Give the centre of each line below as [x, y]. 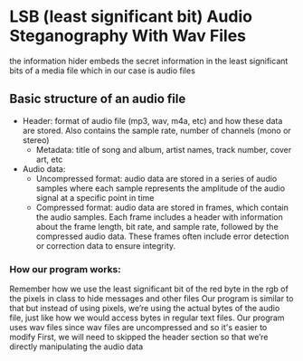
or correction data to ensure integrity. [106, 245]
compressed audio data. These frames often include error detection [162, 236]
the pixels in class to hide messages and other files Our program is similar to [151, 299]
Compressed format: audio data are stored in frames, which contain [162, 207]
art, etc [49, 159]
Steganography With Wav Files [128, 36]
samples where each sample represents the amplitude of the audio [161, 188]
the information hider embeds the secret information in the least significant [149, 61]
